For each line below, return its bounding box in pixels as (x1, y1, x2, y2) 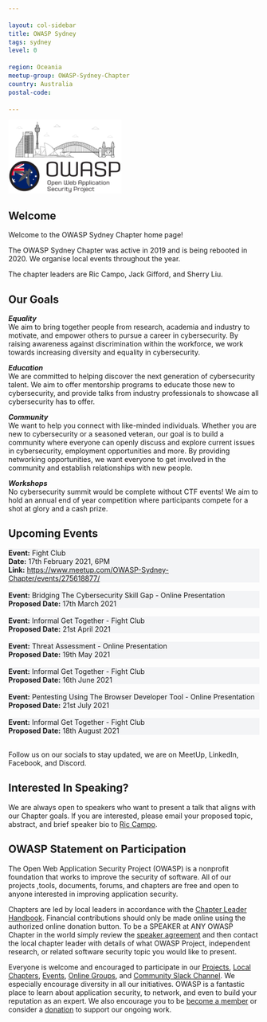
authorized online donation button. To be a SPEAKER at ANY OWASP (8, 921, 234, 931)
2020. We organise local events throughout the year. (8, 254, 181, 264)
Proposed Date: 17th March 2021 (8, 598, 117, 609)
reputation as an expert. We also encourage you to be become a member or (8, 996, 257, 1005)
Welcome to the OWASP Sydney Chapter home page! (8, 230, 183, 240)
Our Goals (8, 292, 60, 306)
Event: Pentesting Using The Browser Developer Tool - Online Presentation (8, 691, 255, 701)
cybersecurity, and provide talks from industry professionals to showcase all (8, 389, 259, 398)
